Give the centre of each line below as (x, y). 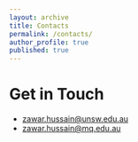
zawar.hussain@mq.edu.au (71, 129)
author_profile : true (49, 42)
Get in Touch (57, 95)
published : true (39, 51)
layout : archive (39, 17)
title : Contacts (39, 26)
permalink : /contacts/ (51, 34)
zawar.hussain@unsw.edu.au (75, 119)
